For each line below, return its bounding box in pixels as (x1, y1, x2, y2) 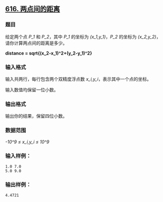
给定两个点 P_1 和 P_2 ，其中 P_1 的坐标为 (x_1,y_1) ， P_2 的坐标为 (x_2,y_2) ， (5, 33, 161, 39)
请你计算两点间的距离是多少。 (5, 40, 67, 46)
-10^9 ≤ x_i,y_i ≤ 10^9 (5, 138, 49, 145)
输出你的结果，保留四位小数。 (5, 113, 67, 119)
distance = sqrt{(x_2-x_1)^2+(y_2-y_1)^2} (5, 50, 92, 56)
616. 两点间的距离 (5, 5, 61, 14)
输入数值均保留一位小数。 (5, 86, 59, 92)
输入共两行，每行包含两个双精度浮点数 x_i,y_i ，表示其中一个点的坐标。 (5, 76, 151, 82)
